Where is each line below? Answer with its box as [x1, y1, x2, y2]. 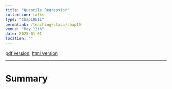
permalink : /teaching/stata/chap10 [5, 21, 81, 27]
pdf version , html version [5, 50, 58, 56]
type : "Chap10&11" [5, 17, 45, 22]
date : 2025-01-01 [5, 31, 42, 36]
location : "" [5, 36, 33, 41]
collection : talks [5, 12, 45, 17]
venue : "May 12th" [5, 27, 45, 32]
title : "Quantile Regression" [5, 7, 70, 13]
